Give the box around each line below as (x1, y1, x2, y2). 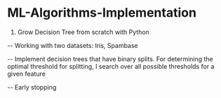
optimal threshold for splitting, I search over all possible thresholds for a (7, 62, 215, 70)
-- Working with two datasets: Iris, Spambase (7, 41, 138, 49)
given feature (7, 70, 46, 78)
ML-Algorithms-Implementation (7, 5, 196, 21)
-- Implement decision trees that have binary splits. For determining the (7, 54, 214, 63)
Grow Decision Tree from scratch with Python (17, 28, 149, 36)
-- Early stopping (7, 83, 57, 91)
